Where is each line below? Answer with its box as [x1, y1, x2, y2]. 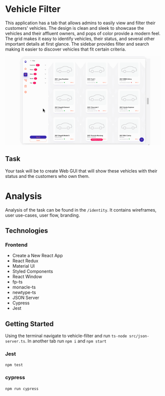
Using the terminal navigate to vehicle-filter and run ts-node [5, 333, 127, 339]
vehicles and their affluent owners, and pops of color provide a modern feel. [5, 30, 161, 36]
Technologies [5, 226, 49, 235]
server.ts [5, 339, 26, 344]
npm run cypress [5, 386, 39, 391]
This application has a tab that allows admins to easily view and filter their [5, 20, 156, 26]
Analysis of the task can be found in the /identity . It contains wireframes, [5, 207, 157, 213]
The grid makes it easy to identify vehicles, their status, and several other [5, 36, 155, 42]
